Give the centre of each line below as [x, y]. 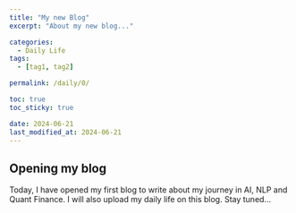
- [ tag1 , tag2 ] [46, 67]
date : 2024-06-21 [42, 124]
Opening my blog [58, 168]
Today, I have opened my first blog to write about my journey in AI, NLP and [148, 190]
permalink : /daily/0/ [50, 83]
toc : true [28, 99]
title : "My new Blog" [50, 17]
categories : [31, 42]
